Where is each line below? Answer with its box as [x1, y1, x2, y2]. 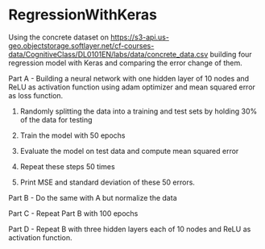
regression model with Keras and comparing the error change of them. [8, 58, 243, 68]
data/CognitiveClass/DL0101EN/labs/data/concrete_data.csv [8, 49, 209, 59]
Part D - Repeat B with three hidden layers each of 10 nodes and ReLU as [8, 224, 251, 234]
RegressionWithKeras [8, 6, 158, 24]
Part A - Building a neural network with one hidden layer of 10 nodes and [8, 73, 250, 83]
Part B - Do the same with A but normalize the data [8, 193, 177, 202]
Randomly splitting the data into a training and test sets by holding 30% [19, 106, 258, 116]
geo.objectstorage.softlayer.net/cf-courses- [8, 40, 155, 50]
